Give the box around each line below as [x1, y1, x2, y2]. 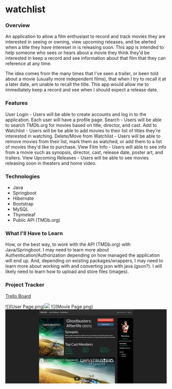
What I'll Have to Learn [5, 230, 63, 237]
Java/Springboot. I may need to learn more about [5, 247, 109, 253]
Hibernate [12, 195, 34, 201]
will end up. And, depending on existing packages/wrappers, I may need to [5, 258, 164, 264]
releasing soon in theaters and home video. [5, 160, 97, 166]
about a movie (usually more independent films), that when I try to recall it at [5, 76, 166, 82]
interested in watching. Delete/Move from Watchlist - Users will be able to [5, 133, 161, 139]
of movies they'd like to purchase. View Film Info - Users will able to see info [5, 144, 166, 150]
